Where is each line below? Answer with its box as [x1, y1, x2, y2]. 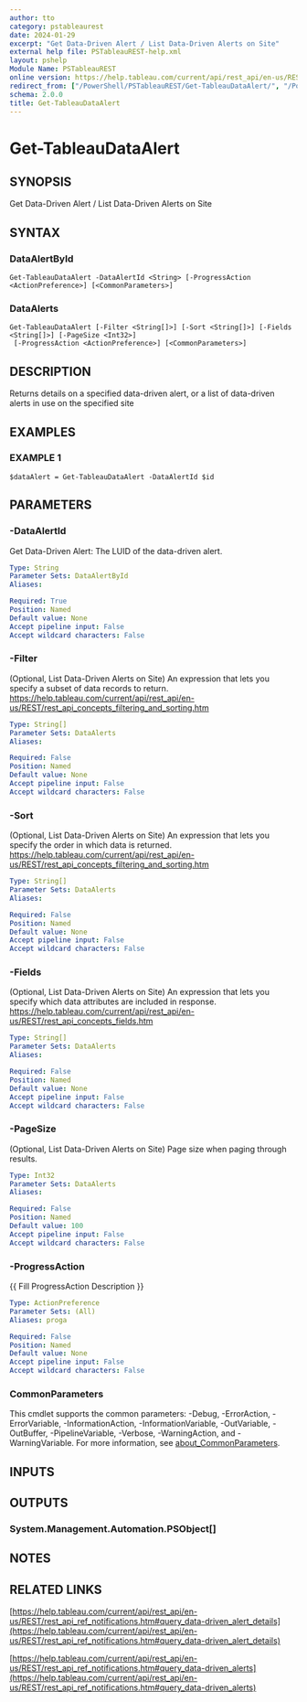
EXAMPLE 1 [9, 452, 62, 465]
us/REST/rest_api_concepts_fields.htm [9, 1016, 153, 1027]
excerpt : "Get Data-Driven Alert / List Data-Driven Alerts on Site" [9, 38, 281, 48]
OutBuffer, [9, 1428, 48, 1439]
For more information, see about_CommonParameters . [76, 1438, 281, 1449]
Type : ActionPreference [9, 1299, 101, 1308]
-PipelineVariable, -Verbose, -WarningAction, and [49, 1428, 236, 1439]
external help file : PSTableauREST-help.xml [9, 48, 182, 57]
